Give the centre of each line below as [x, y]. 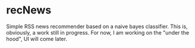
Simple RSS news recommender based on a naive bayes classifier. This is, [97, 26]
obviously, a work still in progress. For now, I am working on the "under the [97, 32]
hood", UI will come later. [37, 39]
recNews [29, 10]
